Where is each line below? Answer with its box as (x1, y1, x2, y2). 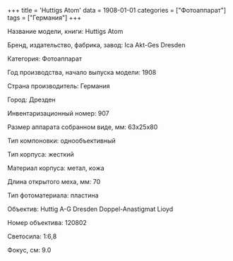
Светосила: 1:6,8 (7, 232, 57, 241)
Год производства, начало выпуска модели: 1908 (7, 68, 157, 76)
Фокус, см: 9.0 (7, 246, 52, 254)
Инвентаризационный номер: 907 (7, 109, 109, 117)
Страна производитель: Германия (7, 82, 111, 90)
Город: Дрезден (7, 95, 56, 104)
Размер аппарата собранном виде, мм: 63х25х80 (7, 123, 158, 131)
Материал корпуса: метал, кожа (7, 164, 104, 172)
